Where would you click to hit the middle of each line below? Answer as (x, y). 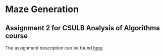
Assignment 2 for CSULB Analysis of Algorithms (82, 28)
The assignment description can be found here (54, 48)
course (17, 36)
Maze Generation (42, 9)
